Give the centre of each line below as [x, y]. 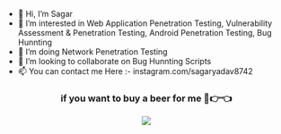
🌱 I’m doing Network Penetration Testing [92, 52]
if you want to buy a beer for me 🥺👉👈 [146, 98]
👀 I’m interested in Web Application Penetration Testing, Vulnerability [145, 23]
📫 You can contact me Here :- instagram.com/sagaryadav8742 [135, 71]
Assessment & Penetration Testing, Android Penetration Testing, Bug [145, 33]
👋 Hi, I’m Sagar [45, 14]
